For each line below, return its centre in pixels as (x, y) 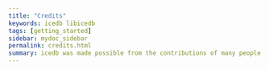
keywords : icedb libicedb (52, 23)
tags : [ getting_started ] (50, 31)
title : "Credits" (37, 16)
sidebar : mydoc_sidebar (48, 38)
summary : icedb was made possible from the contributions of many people (135, 53)
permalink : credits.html (50, 46)
